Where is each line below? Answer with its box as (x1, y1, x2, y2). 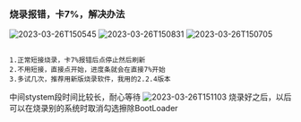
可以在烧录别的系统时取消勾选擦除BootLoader (9, 103, 178, 114)
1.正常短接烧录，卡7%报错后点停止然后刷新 (9, 56, 146, 65)
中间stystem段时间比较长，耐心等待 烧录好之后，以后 (9, 91, 292, 102)
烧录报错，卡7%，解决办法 (9, 7, 125, 20)
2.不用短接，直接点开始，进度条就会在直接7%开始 (9, 65, 166, 74)
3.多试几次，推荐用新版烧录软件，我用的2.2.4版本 (9, 74, 171, 84)
